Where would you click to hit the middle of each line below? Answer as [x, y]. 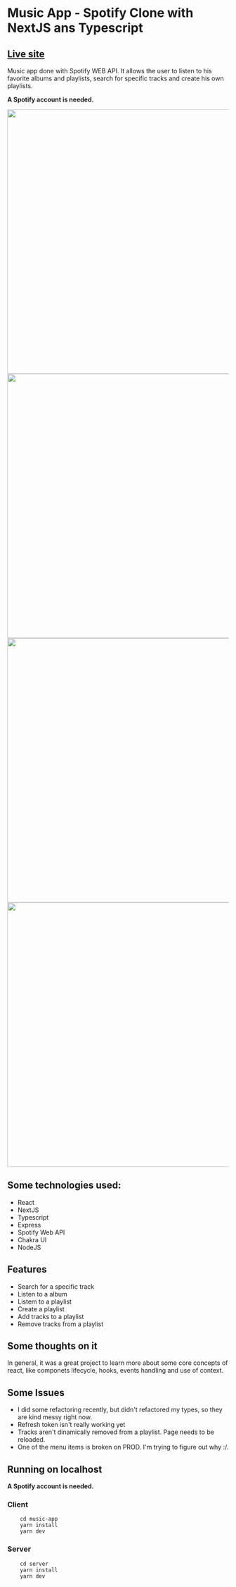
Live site [26, 54]
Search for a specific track [56, 1286]
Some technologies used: [64, 1185]
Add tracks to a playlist [51, 1316]
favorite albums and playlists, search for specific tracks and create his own [116, 78]
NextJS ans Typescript [75, 28]
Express [29, 1225]
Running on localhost [55, 1469]
